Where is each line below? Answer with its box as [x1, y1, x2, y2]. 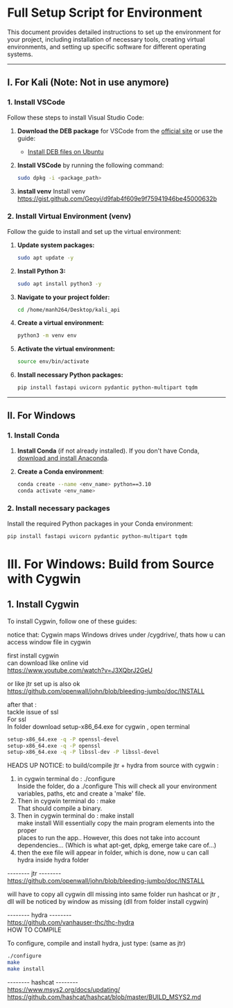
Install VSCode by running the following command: [17, 161, 164, 169]
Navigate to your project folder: [17, 293, 110, 301]
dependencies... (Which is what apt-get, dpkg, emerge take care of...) [17, 841, 217, 850]
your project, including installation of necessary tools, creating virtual [7, 35, 205, 43]
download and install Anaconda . [17, 453, 110, 462]
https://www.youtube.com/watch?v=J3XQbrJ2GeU [7, 666, 153, 674]
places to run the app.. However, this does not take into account [17, 834, 200, 842]
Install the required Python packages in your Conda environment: [7, 519, 193, 528]
